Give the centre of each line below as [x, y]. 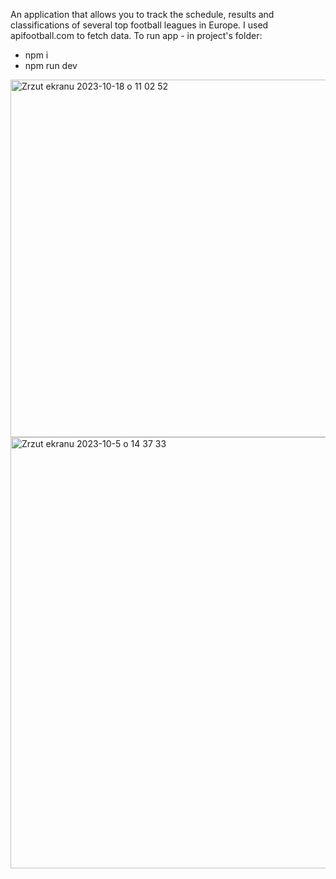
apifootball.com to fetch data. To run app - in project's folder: [136, 35]
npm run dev [51, 65]
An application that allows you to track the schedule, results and [142, 14]
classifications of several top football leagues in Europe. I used [139, 25]
